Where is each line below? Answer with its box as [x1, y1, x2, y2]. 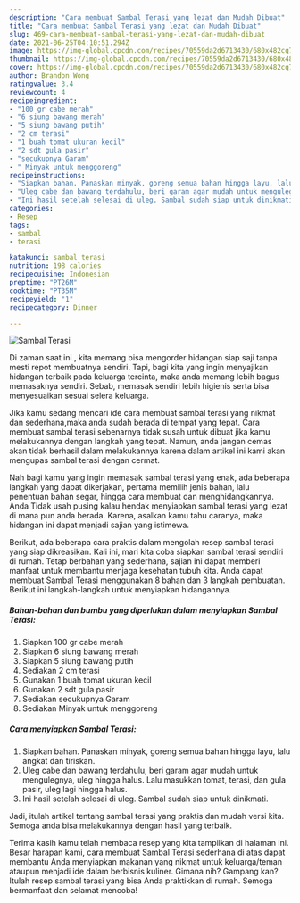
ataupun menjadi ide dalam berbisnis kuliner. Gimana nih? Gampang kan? [9, 866, 279, 877]
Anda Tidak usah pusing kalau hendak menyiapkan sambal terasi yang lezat [9, 501, 288, 511]
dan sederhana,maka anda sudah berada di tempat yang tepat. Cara [9, 417, 261, 428]
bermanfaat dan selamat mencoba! [9, 885, 138, 896]
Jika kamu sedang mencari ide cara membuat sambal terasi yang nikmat [9, 408, 276, 418]
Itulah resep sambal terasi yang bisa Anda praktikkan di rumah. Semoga [9, 875, 274, 886]
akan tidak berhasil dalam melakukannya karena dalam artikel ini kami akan [9, 445, 286, 456]
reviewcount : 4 [9, 87, 66, 96]
